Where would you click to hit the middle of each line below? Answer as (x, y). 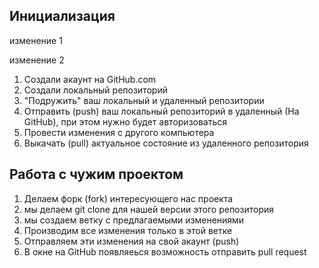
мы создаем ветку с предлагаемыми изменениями (134, 220)
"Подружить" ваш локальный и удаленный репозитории (144, 100)
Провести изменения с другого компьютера (119, 132)
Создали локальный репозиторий (95, 90)
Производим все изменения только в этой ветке (128, 230)
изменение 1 (36, 40)
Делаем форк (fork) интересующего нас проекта (128, 198)
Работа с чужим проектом (96, 174)
